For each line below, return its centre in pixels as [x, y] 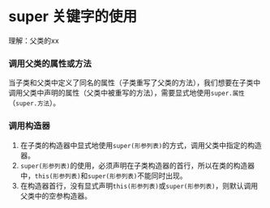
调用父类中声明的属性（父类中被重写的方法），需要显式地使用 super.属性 [126, 93]
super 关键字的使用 [73, 17]
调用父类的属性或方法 [50, 63]
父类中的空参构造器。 [56, 196]
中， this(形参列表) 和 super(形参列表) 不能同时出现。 [103, 176]
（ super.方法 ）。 [34, 103]
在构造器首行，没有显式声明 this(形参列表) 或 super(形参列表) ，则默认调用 [139, 185]
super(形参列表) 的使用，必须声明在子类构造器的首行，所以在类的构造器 [137, 165]
